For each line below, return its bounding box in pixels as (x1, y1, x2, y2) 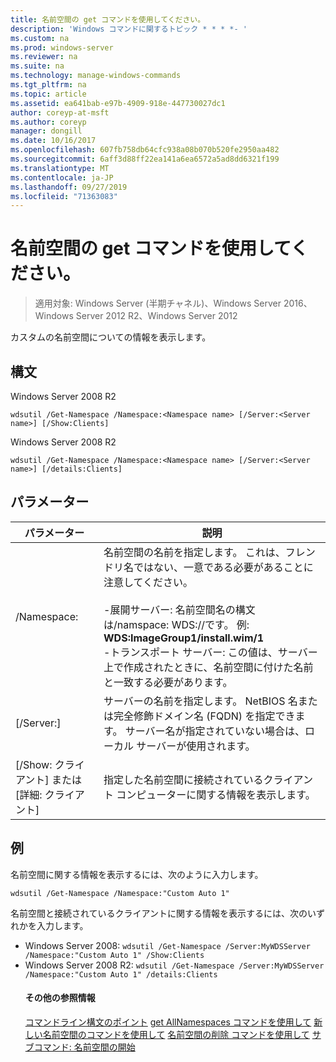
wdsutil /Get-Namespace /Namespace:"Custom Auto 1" (10, 888, 230, 898)
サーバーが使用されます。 (136, 739, 256, 753)
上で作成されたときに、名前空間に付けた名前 (103, 660, 314, 674)
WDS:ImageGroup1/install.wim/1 (103, 631, 265, 645)
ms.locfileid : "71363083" (10, 191, 118, 201)
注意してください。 (103, 575, 194, 589)
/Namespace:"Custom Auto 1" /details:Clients (24, 969, 218, 980)
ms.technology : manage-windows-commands (10, 71, 182, 81)
